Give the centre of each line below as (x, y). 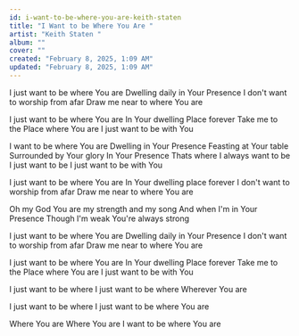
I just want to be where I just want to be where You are (109, 306)
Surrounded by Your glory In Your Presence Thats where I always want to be (150, 155)
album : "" (28, 42)
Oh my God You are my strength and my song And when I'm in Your (133, 209)
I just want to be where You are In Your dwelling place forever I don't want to (149, 182)
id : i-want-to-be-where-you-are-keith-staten (95, 17)
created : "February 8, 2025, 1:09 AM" (81, 59)
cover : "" (28, 51)
